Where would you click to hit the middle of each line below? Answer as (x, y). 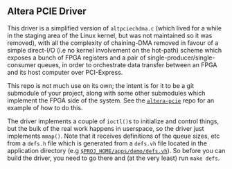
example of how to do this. (45, 107)
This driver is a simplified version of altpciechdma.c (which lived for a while (114, 28)
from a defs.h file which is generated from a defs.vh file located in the (107, 143)
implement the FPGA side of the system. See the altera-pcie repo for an (111, 100)
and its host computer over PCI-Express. (65, 72)
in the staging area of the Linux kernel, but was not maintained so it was (110, 35)
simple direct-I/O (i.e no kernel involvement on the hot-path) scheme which (115, 50)
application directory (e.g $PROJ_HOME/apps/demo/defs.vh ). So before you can (116, 150)
